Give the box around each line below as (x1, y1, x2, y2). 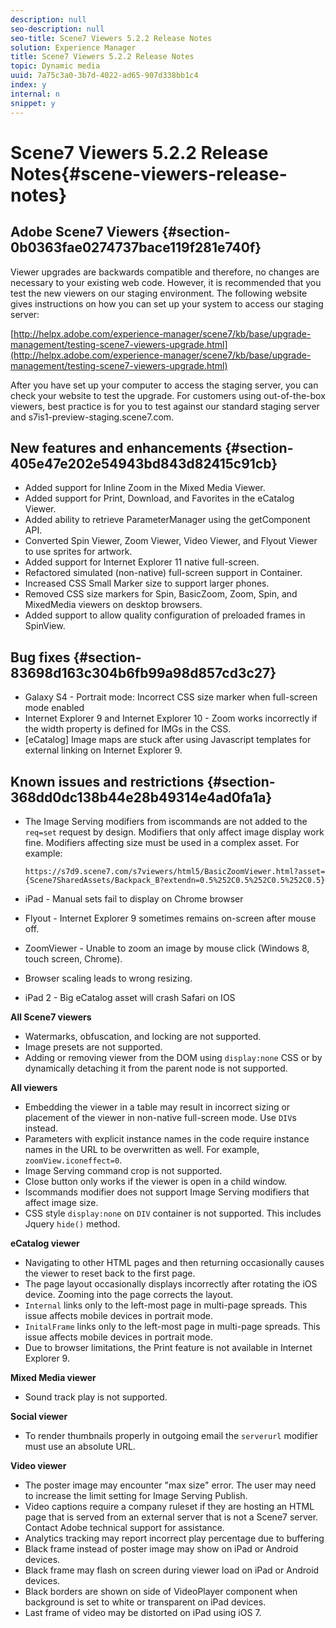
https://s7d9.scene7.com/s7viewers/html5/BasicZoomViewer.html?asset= (24, 866, 326, 876)
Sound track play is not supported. (24, 1391, 168, 1403)
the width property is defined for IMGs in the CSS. (24, 723, 232, 735)
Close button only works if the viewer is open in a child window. (24, 1175, 288, 1187)
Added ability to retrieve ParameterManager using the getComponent (24, 514, 311, 526)
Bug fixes (10, 649, 71, 666)
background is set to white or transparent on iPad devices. (24, 1596, 267, 1608)
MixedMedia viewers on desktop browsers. (24, 599, 203, 611)
